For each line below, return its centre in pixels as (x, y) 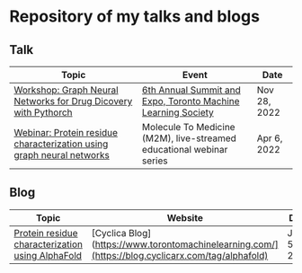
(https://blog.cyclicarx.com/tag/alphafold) (180, 255)
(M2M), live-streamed (189, 138)
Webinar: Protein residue (66, 132)
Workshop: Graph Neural (66, 90)
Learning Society (178, 112)
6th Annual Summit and (191, 90)
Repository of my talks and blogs (135, 17)
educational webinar (185, 150)
